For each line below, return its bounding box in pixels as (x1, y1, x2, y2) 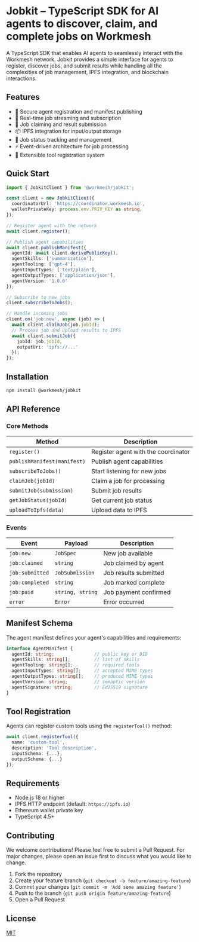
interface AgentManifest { (6, 646, 73, 652)
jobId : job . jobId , (17, 338, 63, 344)
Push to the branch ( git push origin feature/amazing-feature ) (14, 889, 171, 897)
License (6, 913, 36, 923)
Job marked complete (103, 578, 165, 586)
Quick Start (6, 169, 49, 179)
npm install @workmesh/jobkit (6, 387, 82, 393)
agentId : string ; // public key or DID (11, 651, 148, 657)
